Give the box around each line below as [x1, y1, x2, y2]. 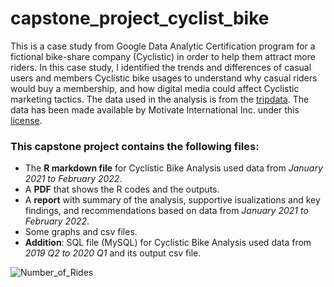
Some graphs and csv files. [24, 226, 138, 238]
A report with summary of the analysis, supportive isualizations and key [24, 194, 321, 206]
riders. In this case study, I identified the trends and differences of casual [10, 61, 312, 73]
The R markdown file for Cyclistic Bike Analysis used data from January [24, 162, 323, 174]
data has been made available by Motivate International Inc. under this [10, 103, 300, 116]
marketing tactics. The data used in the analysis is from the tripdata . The [10, 93, 310, 105]
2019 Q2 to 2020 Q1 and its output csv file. [24, 247, 202, 259]
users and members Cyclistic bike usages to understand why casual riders [10, 72, 318, 84]
